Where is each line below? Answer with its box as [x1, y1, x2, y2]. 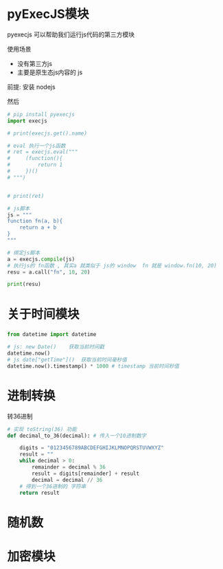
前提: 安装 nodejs [7, 82, 56, 91]
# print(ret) [7, 192, 45, 199]
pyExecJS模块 [7, 6, 89, 22]
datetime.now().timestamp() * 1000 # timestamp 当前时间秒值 [7, 362, 180, 370]
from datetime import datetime [7, 331, 97, 338]
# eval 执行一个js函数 [7, 142, 66, 149]
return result [19, 489, 60, 496]
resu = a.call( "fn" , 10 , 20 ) [7, 269, 91, 276]
